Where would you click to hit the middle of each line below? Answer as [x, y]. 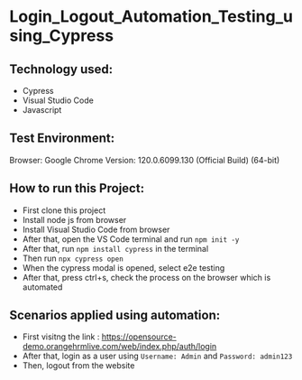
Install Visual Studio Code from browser [96, 229]
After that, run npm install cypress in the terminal [115, 248]
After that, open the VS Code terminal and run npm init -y [131, 239]
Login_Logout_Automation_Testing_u [151, 17]
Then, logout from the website [78, 366]
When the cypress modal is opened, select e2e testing [124, 267]
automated [42, 287]
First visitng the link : [61, 337]
